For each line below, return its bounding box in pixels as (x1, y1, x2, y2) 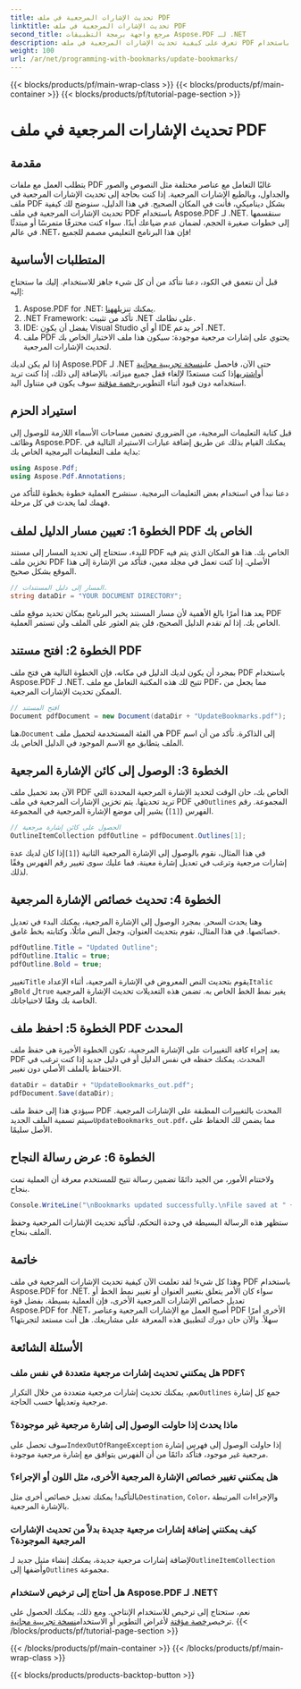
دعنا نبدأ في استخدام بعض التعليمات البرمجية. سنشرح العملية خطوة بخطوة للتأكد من (10, 488, 289, 499)
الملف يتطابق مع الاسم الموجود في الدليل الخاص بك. (10, 737, 184, 747)
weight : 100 (10, 46, 54, 55)
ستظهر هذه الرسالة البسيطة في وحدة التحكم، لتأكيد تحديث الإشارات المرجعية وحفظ (10, 1217, 288, 1228)
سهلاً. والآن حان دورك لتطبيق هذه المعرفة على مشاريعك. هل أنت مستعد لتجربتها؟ (10, 1313, 279, 1324)
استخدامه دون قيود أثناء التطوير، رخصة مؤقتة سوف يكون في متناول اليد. (10, 377, 247, 388)
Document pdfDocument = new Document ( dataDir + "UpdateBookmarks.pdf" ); (10, 712, 287, 721)
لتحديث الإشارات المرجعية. (22, 341, 113, 351)
